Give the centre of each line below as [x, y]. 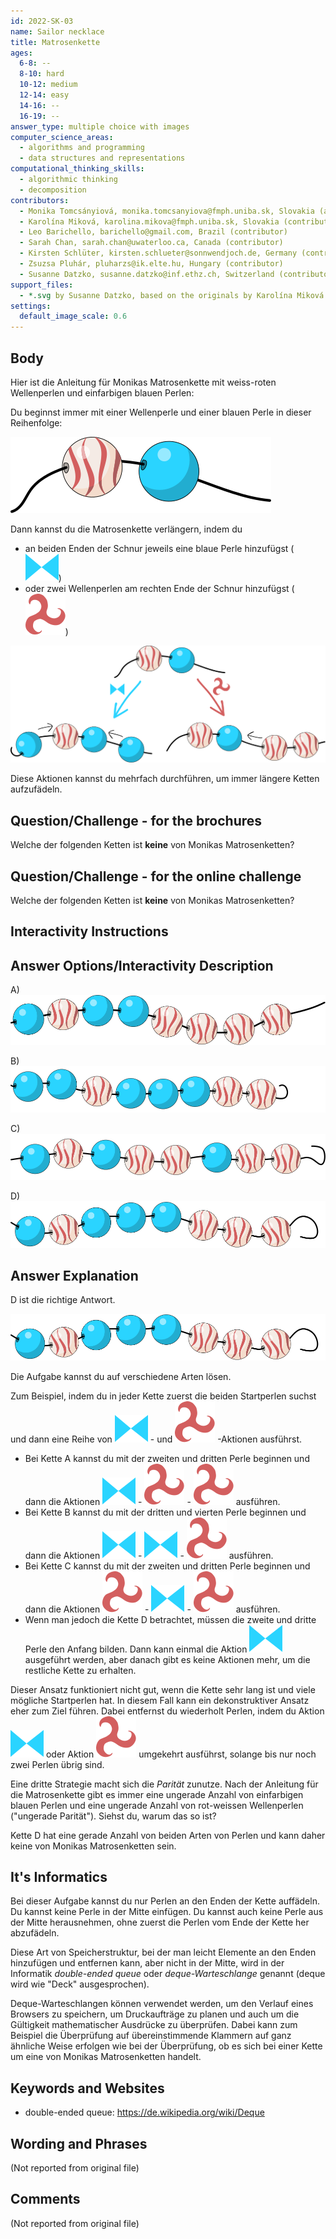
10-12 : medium [48, 85]
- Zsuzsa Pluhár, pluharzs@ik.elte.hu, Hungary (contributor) [151, 264]
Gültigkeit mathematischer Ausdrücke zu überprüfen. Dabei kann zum [154, 2025]
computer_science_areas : [62, 137]
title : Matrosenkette [55, 42]
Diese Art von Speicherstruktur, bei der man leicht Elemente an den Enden [163, 1952]
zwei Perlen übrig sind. [57, 1764]
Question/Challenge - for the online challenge [156, 876]
